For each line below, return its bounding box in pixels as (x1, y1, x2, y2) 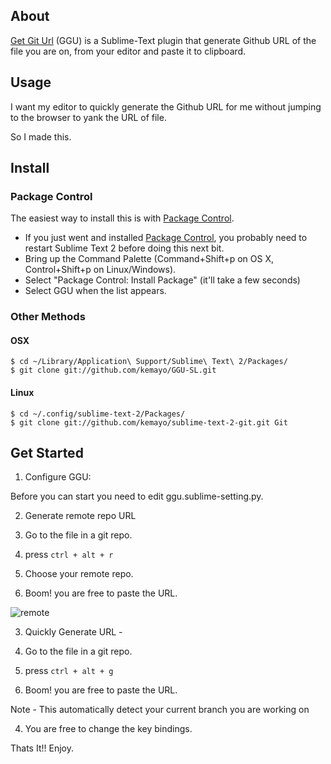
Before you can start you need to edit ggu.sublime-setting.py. (10, 490, 264, 503)
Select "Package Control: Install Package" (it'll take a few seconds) (24, 274, 301, 286)
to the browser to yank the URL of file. (10, 111, 167, 123)
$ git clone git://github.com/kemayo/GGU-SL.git (10, 365, 217, 376)
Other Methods (10, 310, 86, 324)
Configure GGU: (24, 471, 92, 483)
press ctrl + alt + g (24, 665, 114, 677)
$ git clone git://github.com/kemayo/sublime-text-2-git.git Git (10, 417, 288, 428)
